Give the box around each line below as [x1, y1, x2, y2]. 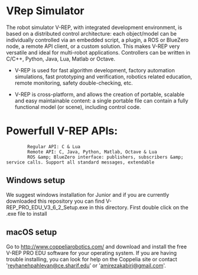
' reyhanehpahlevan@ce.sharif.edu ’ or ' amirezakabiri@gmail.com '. [6, 262, 167, 269]
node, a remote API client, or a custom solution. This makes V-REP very [6, 43, 180, 50]
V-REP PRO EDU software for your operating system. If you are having [6, 249, 177, 256]
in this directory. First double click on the [89, 203, 189, 211]
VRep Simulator [6, 4, 85, 18]
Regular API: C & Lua [27, 143, 81, 149]
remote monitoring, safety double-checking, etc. [14, 79, 133, 87]
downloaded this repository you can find [6, 197, 105, 204]
